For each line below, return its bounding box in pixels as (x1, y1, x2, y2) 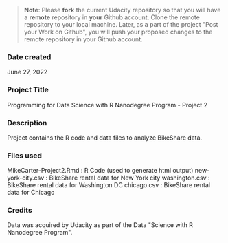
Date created (7, 52, 52, 61)
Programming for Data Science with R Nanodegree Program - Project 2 (7, 101, 208, 109)
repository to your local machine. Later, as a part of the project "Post (23, 21, 218, 28)
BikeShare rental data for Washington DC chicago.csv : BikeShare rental (7, 181, 211, 189)
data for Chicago (7, 189, 55, 197)
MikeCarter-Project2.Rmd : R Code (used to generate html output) (7, 167, 194, 175)
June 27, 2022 (7, 68, 48, 76)
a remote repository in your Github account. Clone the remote (23, 13, 201, 21)
